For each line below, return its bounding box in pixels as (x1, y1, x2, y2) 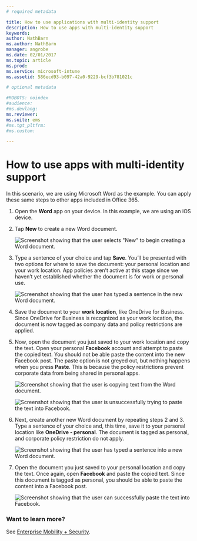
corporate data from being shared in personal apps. (14, 369, 140, 377)
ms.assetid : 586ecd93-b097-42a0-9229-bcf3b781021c (6, 74, 133, 80)
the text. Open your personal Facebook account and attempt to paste (14, 345, 183, 352)
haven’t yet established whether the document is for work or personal (14, 273, 184, 280)
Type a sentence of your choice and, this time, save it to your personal (14, 422, 186, 429)
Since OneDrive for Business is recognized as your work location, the (14, 315, 183, 322)
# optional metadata (6, 85, 57, 90)
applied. (14, 327, 35, 334)
